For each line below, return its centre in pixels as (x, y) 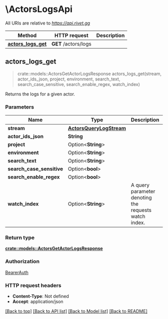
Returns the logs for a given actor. (40, 94)
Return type (20, 237)
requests (141, 210)
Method (27, 35)
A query (140, 185)
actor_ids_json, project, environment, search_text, (69, 79)
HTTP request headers (33, 285)
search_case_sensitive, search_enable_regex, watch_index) (78, 84)
